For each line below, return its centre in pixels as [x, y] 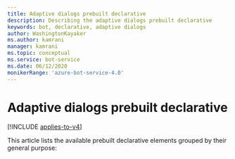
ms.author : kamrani [36, 40]
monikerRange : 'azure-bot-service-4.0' [66, 72]
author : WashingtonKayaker [47, 33]
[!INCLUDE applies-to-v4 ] [45, 127]
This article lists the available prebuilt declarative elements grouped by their [117, 141]
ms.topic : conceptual [39, 53]
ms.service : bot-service [44, 60]
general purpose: [32, 148]
